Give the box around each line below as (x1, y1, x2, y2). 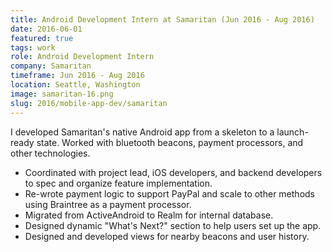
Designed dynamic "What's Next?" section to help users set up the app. (24, 219, 322, 231)
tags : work (10, 42, 56, 53)
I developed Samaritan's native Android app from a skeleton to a (10, 126, 275, 138)
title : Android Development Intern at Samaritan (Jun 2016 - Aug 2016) (10, 14, 315, 25)
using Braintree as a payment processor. (24, 198, 192, 210)
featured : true (10, 33, 74, 43)
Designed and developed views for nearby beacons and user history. (24, 230, 310, 242)
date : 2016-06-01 (10, 24, 83, 34)
